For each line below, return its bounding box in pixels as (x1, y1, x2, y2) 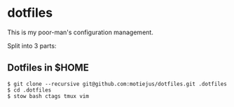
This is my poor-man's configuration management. (7, 28, 154, 36)
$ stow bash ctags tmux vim (7, 92, 90, 99)
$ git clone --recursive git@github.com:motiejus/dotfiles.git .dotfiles (7, 80, 228, 87)
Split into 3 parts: (7, 41, 57, 50)
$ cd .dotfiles (7, 86, 52, 94)
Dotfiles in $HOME (7, 62, 89, 74)
